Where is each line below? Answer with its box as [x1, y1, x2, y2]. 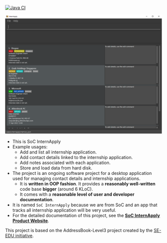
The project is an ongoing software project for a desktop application [12, 170, 152, 176]
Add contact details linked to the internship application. [19, 154, 133, 160]
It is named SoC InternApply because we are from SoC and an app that [12, 202, 158, 208]
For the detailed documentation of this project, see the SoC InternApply [12, 212, 160, 218]
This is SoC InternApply [12, 138, 61, 144]
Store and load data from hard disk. [19, 164, 92, 171]
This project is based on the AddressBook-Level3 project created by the [5, 227, 153, 233]
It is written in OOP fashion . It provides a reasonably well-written [19, 180, 156, 186]
